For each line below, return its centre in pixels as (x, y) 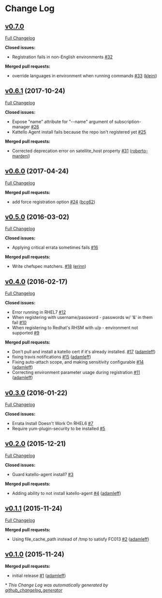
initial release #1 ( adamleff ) (39, 575)
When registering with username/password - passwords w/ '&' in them (82, 317)
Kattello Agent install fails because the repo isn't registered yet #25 (79, 132)
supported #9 (26, 333)
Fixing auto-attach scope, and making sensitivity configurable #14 (78, 362)
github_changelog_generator (34, 590)
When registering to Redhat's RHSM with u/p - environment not (75, 328)
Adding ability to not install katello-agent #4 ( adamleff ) (66, 493)
